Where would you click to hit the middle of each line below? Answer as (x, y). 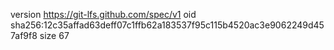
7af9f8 (24, 35)
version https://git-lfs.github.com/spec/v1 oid (103, 14)
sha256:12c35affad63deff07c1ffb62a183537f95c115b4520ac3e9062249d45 (167, 25)
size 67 (54, 35)
